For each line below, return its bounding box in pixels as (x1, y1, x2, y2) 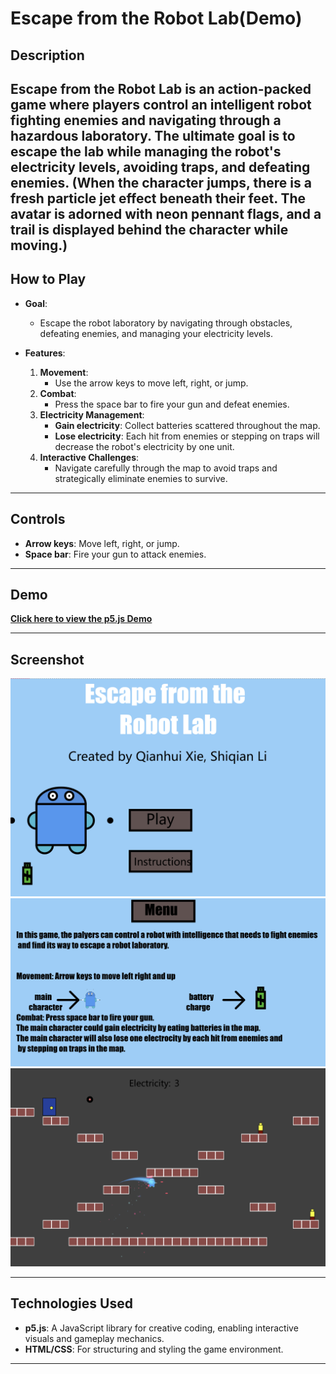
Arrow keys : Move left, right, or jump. (24, 537, 180, 549)
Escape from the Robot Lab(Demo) (10, 7, 303, 30)
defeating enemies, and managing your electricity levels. (39, 327, 273, 339)
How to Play (10, 271, 87, 288)
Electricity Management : (39, 408, 145, 421)
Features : (24, 347, 66, 359)
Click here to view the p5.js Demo (10, 613, 153, 625)
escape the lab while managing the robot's (10, 143, 282, 160)
